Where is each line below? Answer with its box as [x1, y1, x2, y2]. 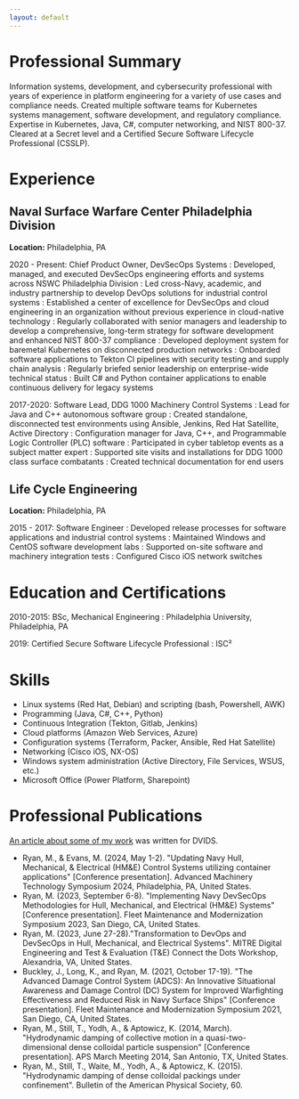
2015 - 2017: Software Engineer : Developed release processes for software [9, 523, 287, 533]
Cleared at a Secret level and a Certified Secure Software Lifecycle [9, 128, 255, 139]
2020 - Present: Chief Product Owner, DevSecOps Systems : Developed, [9, 259, 276, 270]
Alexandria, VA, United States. [21, 957, 133, 967]
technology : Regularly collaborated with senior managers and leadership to [9, 315, 287, 326]
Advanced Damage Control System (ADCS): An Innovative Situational [21, 976, 276, 987]
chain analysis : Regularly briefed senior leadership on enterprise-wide [9, 362, 269, 374]
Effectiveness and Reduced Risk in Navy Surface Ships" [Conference [21, 995, 276, 1005]
